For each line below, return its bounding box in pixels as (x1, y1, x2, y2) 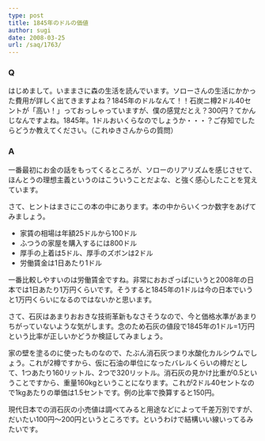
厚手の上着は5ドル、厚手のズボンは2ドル (19, 248, 153, 257)
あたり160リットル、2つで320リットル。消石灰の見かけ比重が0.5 (31, 367, 244, 377)
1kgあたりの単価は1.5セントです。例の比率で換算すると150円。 (14, 387, 219, 397)
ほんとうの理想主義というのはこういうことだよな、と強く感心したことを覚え (8, 175, 258, 184)
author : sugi (8, 26, 51, 34)
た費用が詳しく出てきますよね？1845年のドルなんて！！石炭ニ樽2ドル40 (8, 96, 244, 105)
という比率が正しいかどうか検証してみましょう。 (8, 331, 168, 340)
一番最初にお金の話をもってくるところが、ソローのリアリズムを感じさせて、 (8, 165, 257, 174)
